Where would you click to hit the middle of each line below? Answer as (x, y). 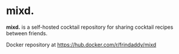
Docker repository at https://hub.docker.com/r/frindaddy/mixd (81, 45)
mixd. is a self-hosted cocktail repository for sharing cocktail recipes (90, 27)
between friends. (27, 33)
